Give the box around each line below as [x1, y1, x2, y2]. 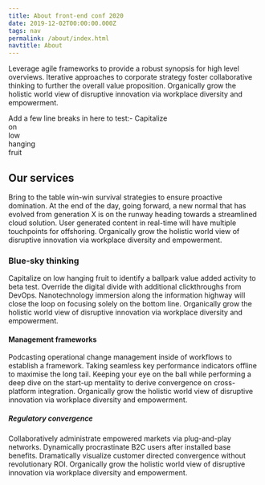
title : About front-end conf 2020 [8, 11, 124, 20]
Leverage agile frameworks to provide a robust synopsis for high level [8, 64, 239, 73]
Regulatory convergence [8, 413, 94, 423]
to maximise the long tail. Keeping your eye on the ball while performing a [8, 369, 251, 379]
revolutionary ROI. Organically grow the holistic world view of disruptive [8, 459, 246, 469]
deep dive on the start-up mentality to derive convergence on [8, 378, 213, 388]
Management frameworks [8, 335, 97, 344]
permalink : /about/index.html [8, 34, 110, 43]
